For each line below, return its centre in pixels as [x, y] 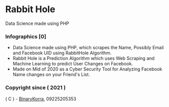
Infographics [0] [26, 37]
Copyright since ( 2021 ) [36, 88]
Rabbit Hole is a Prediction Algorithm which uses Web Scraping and [83, 58]
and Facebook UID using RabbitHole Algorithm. [62, 53]
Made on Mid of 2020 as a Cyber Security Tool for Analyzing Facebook [87, 69]
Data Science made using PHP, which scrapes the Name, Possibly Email [88, 48]
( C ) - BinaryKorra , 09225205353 [41, 99]
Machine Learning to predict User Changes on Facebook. [73, 64]
